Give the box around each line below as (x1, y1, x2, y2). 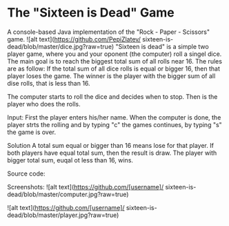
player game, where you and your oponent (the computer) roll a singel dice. (7, 50, 222, 58)
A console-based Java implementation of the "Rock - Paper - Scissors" (7, 28, 210, 36)
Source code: (7, 169, 46, 178)
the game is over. (7, 128, 57, 136)
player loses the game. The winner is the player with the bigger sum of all (7, 71, 216, 80)
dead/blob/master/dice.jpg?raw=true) (7, 42, 114, 50)
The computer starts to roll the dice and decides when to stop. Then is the (7, 92, 218, 101)
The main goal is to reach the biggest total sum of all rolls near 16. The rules (7, 57, 223, 65)
